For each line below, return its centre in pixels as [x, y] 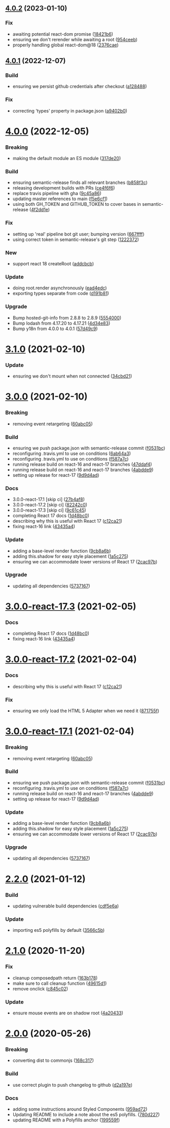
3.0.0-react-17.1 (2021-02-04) [70, 731]
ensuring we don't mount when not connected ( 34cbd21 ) [72, 376]
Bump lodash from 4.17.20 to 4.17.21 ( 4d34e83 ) [61, 323]
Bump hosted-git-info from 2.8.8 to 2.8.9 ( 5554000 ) [67, 317]
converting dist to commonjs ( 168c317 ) [53, 1060]
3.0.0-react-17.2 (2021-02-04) [71, 660]
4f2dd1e [40, 210]
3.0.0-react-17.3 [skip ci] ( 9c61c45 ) [49, 510]
